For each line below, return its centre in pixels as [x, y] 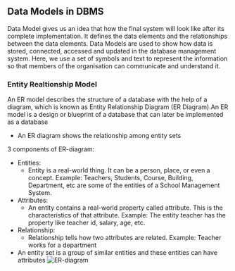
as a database [28, 122]
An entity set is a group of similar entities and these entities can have [118, 253]
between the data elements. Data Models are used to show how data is [110, 43]
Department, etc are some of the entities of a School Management [124, 185]
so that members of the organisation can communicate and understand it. [114, 65]
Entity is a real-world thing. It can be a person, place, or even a [119, 170]
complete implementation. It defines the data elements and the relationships [118, 36]
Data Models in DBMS [56, 12]
